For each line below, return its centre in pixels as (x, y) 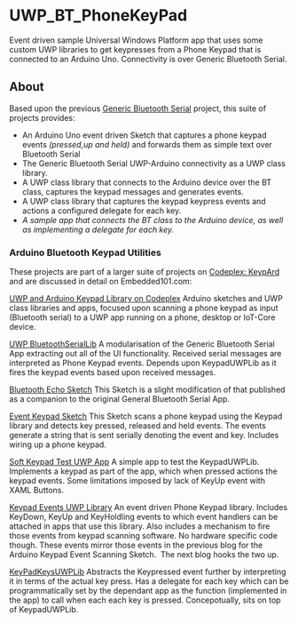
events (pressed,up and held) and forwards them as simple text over (147, 144)
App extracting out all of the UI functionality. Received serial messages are (145, 354)
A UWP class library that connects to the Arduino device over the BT (147, 182)
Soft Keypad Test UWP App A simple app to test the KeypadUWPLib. (134, 462)
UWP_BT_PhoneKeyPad (98, 16)
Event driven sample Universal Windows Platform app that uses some (136, 40)
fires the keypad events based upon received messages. (113, 372)
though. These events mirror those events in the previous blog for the (136, 545)
